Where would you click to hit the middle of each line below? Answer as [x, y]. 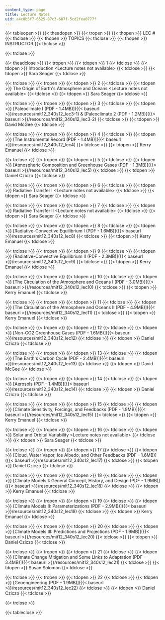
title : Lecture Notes [28, 14]
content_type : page [25, 10]
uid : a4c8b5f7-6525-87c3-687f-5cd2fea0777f [51, 19]
